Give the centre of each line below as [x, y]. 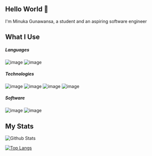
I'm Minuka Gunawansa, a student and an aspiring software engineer [76, 21]
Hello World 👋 [27, 9]
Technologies [19, 73]
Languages [17, 49]
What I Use [22, 37]
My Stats [19, 126]
